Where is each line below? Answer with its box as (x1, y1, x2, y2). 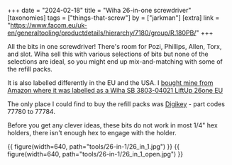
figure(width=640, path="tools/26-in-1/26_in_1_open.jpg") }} (7, 150, 183, 158)
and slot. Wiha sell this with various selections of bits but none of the (7, 50, 209, 58)
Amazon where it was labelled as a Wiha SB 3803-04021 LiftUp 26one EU (7, 86, 223, 94)
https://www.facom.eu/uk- (10, 21, 87, 29)
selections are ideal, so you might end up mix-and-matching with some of (7, 57, 223, 66)
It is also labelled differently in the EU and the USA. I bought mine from (7, 79, 214, 87)
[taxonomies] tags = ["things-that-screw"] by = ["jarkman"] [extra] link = (7, 13, 220, 22)
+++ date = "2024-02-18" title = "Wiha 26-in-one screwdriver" (7, 6, 192, 14)
